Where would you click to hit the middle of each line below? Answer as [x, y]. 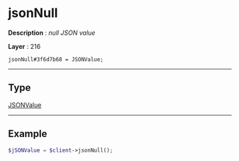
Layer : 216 [24, 46]
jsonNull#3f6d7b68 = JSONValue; [56, 59]
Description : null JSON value [52, 33]
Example [28, 134]
